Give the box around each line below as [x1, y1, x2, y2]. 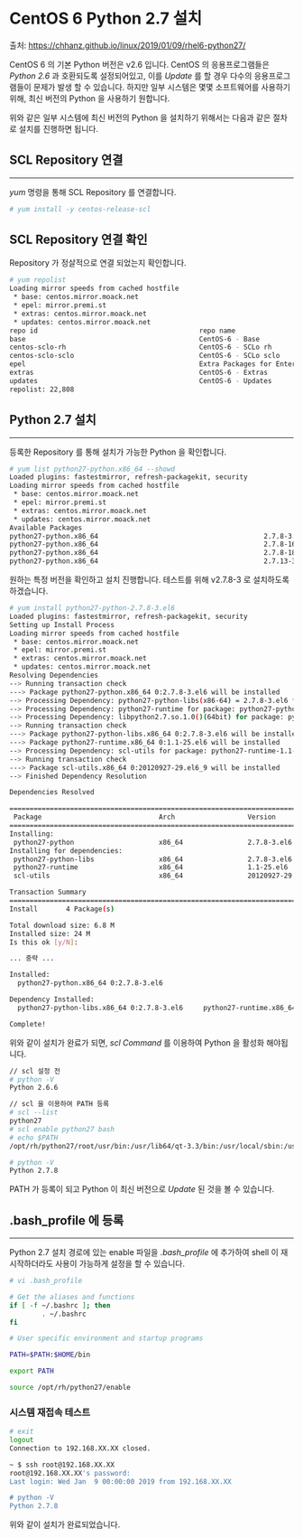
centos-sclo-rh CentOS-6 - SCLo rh [9, 342, 272, 352]
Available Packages [9, 523, 83, 532]
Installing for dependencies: [9, 846, 124, 855]
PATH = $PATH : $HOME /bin [9, 1350, 91, 1360]
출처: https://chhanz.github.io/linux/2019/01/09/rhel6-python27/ [9, 40, 246, 51]
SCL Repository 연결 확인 [9, 232, 148, 248]
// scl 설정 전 [9, 1066, 61, 1075]
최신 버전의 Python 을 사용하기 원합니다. [28, 92, 170, 104]
